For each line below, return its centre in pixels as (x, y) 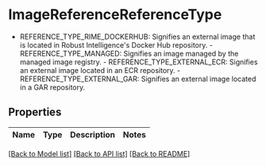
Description (93, 134)
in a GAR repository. (52, 87)
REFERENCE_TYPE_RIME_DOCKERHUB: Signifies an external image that (137, 37)
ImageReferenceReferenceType (115, 15)
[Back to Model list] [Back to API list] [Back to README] (99, 153)
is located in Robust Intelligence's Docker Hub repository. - (116, 44)
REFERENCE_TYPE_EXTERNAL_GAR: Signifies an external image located (138, 79)
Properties (35, 112)
